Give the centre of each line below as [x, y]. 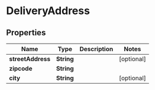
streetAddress [30, 59]
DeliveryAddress [48, 11]
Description [96, 49]
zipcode [21, 69]
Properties [26, 33]
